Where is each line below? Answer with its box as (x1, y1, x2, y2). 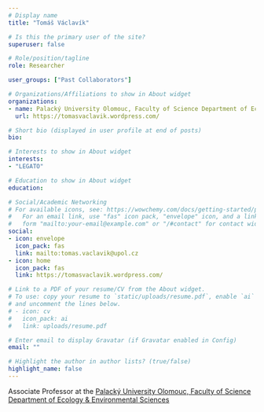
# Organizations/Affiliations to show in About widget (8, 90, 192, 98)
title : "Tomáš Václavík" (8, 19, 90, 27)
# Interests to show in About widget (8, 148, 132, 156)
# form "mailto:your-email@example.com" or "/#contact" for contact (8, 220, 244, 228)
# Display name (8, 11, 58, 20)
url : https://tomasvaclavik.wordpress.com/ (15, 112, 159, 120)
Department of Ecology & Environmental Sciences (8, 395, 170, 404)
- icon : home (8, 256, 51, 264)
